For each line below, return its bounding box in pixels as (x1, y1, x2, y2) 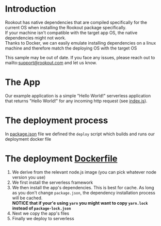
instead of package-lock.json (12, 205, 71, 211)
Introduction (5, 3, 56, 15)
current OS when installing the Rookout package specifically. (5, 24, 127, 30)
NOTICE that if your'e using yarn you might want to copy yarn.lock (12, 200, 148, 206)
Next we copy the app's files (12, 210, 69, 216)
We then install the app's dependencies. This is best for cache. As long (12, 184, 154, 190)
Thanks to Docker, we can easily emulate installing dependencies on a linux (5, 40, 156, 46)
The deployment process (5, 115, 108, 126)
